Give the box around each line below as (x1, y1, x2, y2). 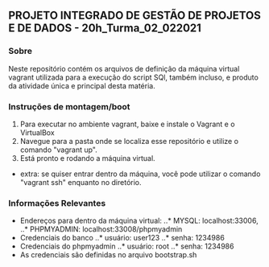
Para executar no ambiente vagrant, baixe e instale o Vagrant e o (19, 119, 235, 129)
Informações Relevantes (8, 197, 106, 208)
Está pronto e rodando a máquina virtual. (19, 153, 155, 162)
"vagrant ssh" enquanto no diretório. (19, 177, 143, 187)
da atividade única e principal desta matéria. (8, 80, 155, 90)
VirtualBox (19, 127, 55, 138)
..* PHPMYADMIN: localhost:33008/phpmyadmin (19, 224, 183, 234)
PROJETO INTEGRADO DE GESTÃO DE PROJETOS (8, 9, 262, 23)
